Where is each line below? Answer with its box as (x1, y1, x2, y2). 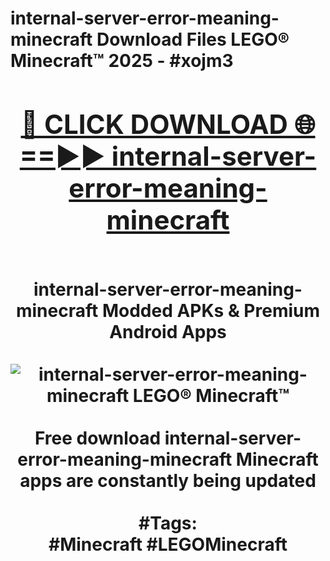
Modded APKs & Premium (101, 299, 321, 322)
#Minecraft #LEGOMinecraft (48, 533, 288, 556)
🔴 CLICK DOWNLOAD (20, 107, 288, 141)
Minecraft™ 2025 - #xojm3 (10, 50, 234, 72)
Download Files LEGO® (96, 28, 290, 51)
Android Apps (109, 320, 227, 343)
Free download (34, 427, 162, 449)
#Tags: (138, 512, 198, 534)
